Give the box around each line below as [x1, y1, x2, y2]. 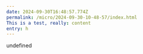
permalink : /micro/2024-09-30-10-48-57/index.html [6, 14, 138, 20]
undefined [6, 42, 32, 49]
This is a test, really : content [6, 20, 91, 26]
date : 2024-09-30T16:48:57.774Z [6, 8, 88, 15]
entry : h [6, 25, 29, 32]
